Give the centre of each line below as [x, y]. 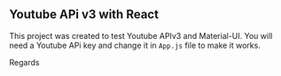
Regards [24, 62]
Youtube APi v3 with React [84, 15]
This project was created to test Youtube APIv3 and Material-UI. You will [141, 35]
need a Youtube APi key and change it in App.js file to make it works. [135, 45]
